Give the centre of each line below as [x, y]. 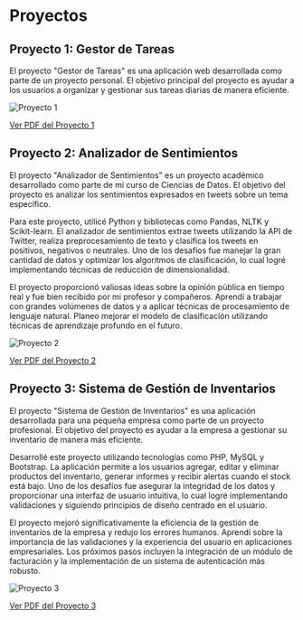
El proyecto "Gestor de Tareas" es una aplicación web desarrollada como [146, 70]
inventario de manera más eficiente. [76, 439]
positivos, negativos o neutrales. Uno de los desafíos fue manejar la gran [145, 250]
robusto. [25, 570]
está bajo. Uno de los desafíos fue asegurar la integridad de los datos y [142, 485]
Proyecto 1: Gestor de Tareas [92, 49]
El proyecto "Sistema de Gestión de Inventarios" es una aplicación [133, 410]
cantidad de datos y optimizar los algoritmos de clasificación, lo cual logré [148, 259]
